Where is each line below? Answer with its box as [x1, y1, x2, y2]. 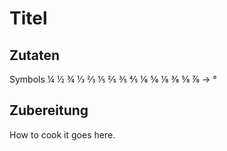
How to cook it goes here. [9, 128, 116, 141]
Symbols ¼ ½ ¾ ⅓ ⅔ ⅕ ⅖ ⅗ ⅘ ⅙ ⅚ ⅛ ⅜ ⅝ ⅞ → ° [9, 73, 217, 85]
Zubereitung [9, 102, 89, 119]
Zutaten [9, 47, 61, 64]
